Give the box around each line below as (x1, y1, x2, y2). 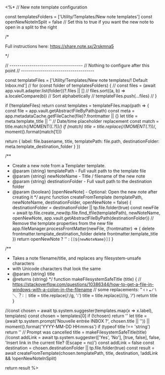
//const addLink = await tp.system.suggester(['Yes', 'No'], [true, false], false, (5, 335, 161, 340)
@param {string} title (12, 271, 55, 277)
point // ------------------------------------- (5, 68, 95, 74)
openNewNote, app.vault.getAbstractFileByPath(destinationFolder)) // (12, 215, 154, 221)
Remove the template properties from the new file (12, 221, 113, 226)
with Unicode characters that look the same (12, 266, 101, 271)
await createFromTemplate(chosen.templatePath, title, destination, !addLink (5, 350, 158, 356)
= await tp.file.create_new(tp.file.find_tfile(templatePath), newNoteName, (12, 210, 161, 216)
